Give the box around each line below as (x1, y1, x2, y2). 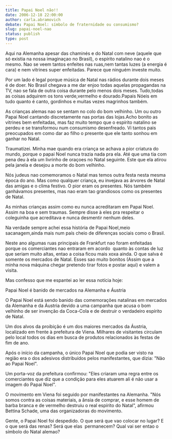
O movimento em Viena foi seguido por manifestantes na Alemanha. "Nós (5, 391, 161, 397)
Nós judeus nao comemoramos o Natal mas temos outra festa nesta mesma (5, 171, 166, 178)
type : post (5, 36, 29, 42)
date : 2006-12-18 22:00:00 (5, 12, 63, 17)
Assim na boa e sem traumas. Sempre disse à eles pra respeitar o (5, 209, 144, 215)
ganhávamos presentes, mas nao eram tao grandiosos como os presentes (5, 188, 162, 194)
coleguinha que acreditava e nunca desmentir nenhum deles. (5, 214, 135, 221)
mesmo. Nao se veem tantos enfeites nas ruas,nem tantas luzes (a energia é (5, 61, 167, 67)
